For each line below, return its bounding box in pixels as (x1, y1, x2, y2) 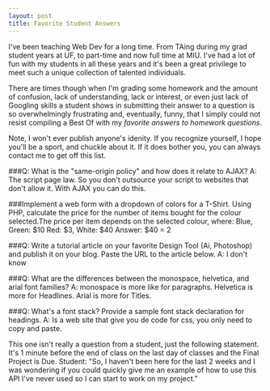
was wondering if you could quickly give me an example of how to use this (8, 365, 257, 375)
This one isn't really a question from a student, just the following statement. (8, 339, 259, 349)
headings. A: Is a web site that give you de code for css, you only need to (8, 315, 253, 325)
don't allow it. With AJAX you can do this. (8, 183, 146, 193)
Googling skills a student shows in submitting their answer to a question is (8, 100, 255, 110)
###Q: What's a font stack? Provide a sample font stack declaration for (8, 306, 245, 316)
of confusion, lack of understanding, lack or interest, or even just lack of (8, 91, 249, 101)
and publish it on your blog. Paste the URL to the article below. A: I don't (8, 249, 248, 259)
